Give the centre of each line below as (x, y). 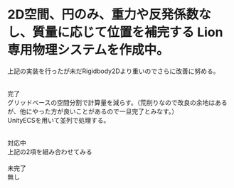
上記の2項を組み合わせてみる (50, 151)
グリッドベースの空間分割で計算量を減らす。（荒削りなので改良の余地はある (117, 102)
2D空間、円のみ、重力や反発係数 (103, 15)
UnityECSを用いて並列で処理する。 (59, 120)
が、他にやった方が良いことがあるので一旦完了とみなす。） (93, 111)
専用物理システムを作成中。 (88, 50)
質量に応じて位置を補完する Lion (128, 32)
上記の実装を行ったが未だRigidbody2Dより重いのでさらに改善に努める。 (113, 71)
